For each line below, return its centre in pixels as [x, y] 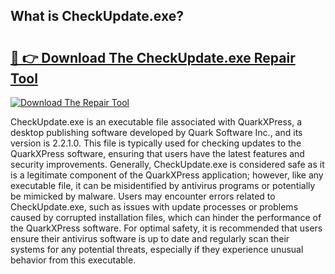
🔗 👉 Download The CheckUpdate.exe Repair [153, 57]
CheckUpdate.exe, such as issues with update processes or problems [154, 207]
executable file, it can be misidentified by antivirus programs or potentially [163, 185]
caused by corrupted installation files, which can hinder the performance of [166, 217]
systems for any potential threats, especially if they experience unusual [157, 249]
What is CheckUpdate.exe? [97, 16]
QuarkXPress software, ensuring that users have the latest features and [157, 153]
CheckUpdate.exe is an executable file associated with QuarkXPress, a [156, 122]
